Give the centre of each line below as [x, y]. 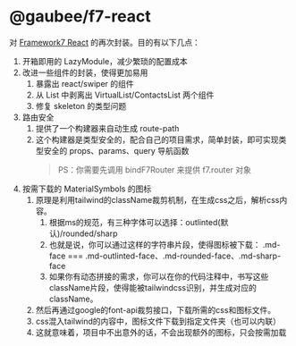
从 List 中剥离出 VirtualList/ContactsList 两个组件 [125, 95]
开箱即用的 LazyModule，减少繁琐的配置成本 [105, 61]
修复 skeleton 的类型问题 [81, 105]
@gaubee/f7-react [80, 17]
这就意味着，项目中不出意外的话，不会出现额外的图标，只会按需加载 [161, 332]
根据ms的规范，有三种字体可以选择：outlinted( [135, 222]
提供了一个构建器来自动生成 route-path [107, 128]
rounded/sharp [90, 233]
